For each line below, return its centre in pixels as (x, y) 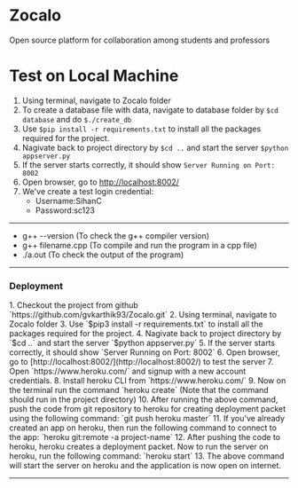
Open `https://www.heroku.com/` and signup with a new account (128, 371)
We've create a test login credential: (88, 191)
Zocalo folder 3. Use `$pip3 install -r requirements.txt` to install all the (136, 324)
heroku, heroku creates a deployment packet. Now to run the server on (139, 447)
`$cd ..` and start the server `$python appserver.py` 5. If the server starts (142, 343)
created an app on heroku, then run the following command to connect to (143, 428)
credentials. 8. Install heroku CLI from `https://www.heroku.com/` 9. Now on (148, 381)
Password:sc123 (65, 210)
